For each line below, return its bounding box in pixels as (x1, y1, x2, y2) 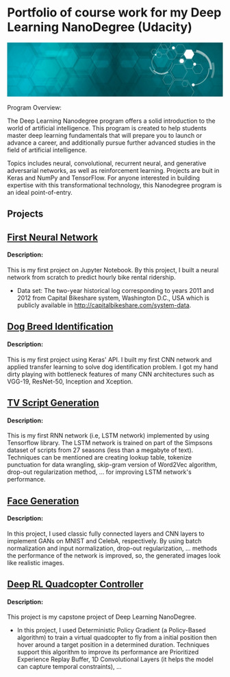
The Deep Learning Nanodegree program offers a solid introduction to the (7, 117, 216, 125)
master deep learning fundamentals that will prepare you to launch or (7, 131, 203, 139)
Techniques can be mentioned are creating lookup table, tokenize (7, 453, 192, 462)
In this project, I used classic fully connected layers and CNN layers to (7, 530, 205, 538)
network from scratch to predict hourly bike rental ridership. (7, 273, 176, 281)
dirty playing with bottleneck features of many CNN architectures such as (7, 370, 214, 378)
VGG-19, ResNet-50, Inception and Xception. (7, 377, 133, 385)
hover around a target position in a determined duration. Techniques (16, 641, 210, 649)
